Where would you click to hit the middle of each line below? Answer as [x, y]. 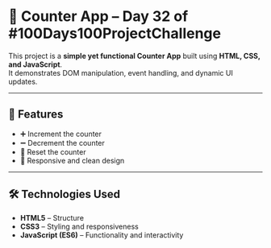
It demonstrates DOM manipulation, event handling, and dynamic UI [121, 72]
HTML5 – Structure [52, 217]
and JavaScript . [35, 64]
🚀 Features [36, 115]
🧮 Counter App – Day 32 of [98, 17]
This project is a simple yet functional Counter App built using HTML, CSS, [134, 56]
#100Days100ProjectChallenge [115, 33]
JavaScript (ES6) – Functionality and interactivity [102, 235]
